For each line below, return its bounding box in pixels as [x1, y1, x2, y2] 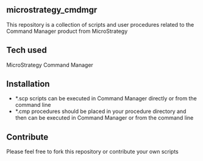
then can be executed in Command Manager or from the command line [15, 114, 194, 122]
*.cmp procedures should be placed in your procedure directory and [15, 108, 187, 115]
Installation [6, 79, 50, 89]
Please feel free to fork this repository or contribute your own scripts [6, 148, 179, 156]
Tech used [6, 45, 47, 55]
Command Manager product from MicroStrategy [6, 27, 128, 35]
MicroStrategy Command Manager [6, 61, 93, 69]
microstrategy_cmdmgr [6, 5, 98, 15]
